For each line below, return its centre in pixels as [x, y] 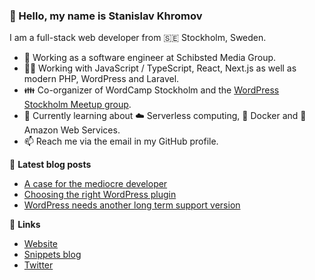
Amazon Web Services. [72, 130]
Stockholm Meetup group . [77, 105]
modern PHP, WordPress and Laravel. [101, 79]
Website [41, 244]
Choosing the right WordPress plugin [100, 195]
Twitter [38, 265]
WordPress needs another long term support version [132, 205]
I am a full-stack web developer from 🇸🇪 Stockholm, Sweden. [138, 38]
